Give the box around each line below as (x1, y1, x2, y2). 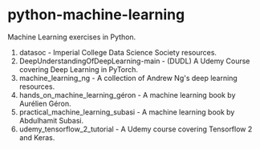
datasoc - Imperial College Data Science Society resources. (18, 47, 217, 57)
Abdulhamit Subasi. (18, 115, 84, 125)
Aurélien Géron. (18, 99, 71, 108)
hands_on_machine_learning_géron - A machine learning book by (18, 90, 236, 99)
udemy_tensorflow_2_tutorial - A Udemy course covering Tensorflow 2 (18, 124, 253, 134)
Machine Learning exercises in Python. (7, 32, 136, 42)
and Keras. (18, 132, 55, 142)
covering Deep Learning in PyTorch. (18, 64, 138, 74)
